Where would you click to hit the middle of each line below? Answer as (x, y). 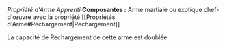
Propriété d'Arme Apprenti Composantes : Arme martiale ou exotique (105, 10)
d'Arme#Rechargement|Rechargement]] (64, 24)
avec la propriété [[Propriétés (74, 17)
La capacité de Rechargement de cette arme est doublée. (88, 37)
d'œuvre (19, 17)
